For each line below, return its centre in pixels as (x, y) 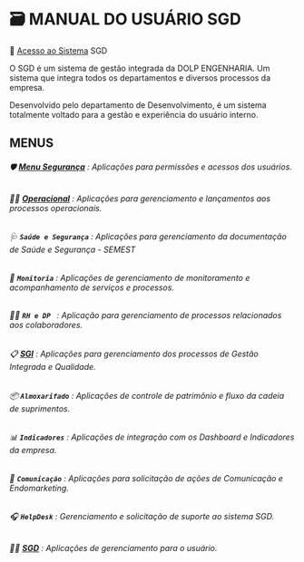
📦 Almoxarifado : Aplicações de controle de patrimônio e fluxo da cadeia (147, 395)
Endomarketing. (39, 488)
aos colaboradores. (46, 325)
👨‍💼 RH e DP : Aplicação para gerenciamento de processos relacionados (146, 315)
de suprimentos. (40, 408)
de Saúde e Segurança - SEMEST (73, 250)
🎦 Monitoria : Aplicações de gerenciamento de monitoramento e (130, 277)
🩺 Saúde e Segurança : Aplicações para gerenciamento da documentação (148, 237)
